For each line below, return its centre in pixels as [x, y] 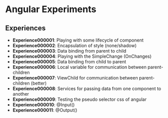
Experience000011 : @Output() [45, 110]
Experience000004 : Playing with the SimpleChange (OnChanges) [82, 56]
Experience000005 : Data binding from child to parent [69, 62]
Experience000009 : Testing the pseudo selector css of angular [79, 99]
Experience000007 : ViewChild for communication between [75, 78]
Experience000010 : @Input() [44, 105]
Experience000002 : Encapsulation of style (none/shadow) [74, 46]
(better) [39, 83]
